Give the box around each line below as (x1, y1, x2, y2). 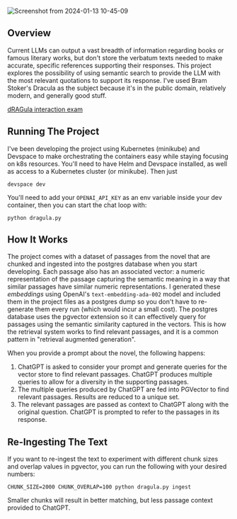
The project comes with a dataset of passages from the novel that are (7, 252, 211, 261)
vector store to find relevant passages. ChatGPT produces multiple (17, 370, 213, 379)
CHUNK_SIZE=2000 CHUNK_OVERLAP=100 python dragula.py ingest (7, 484, 192, 491)
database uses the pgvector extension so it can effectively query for (7, 313, 207, 321)
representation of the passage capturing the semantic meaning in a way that (7, 275, 230, 284)
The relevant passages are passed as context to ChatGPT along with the (17, 401, 229, 409)
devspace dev (7, 181, 46, 188)
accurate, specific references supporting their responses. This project (7, 61, 212, 69)
